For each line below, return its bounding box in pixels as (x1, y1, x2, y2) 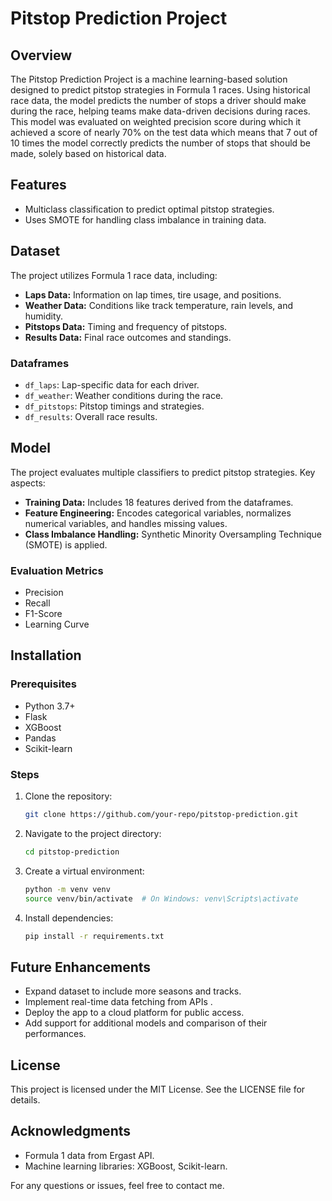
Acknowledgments (10, 1123, 132, 1140)
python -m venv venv (24, 884, 111, 894)
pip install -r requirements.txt (24, 931, 165, 941)
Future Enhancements (10, 958, 152, 976)
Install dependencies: (24, 912, 114, 924)
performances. (24, 1028, 87, 1040)
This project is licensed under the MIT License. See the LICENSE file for (10, 1083, 306, 1096)
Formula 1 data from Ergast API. (24, 1149, 155, 1161)
